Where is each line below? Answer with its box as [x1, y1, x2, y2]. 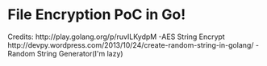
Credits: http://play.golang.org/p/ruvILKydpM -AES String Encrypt [7, 32, 225, 41]
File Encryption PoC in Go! [7, 6, 186, 24]
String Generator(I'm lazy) [36, 49, 123, 58]
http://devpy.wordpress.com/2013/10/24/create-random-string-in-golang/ [7, 40, 254, 49]
